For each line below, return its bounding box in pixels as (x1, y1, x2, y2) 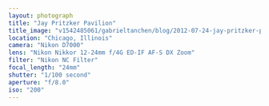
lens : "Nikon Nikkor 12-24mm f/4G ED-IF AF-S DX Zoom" (8, 49, 195, 57)
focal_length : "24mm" (8, 64, 81, 72)
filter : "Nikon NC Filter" (8, 57, 98, 65)
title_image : (8, 26, 52, 34)
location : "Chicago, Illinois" (8, 33, 113, 42)
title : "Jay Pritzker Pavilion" (8, 19, 116, 27)
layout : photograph (8, 11, 74, 20)
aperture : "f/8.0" (8, 78, 70, 86)
